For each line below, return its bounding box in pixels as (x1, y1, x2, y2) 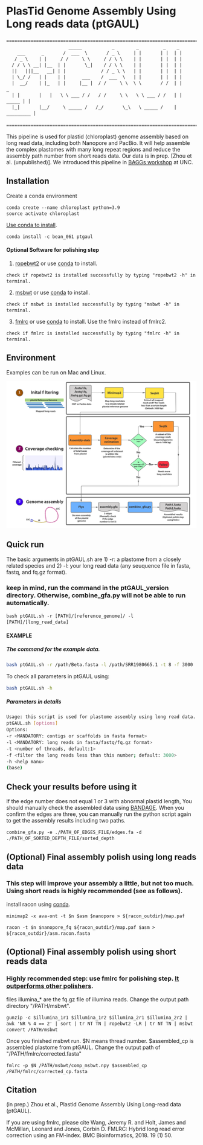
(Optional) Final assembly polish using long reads (6, 852, 196, 862)
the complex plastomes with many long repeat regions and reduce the (6, 146, 181, 153)
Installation (6, 176, 50, 187)
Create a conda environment (6, 192, 77, 199)
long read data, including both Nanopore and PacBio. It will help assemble (6, 139, 190, 146)
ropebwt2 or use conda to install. (14, 260, 98, 267)
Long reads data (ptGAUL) (6, 17, 140, 31)
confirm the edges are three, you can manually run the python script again (6, 810, 192, 818)
